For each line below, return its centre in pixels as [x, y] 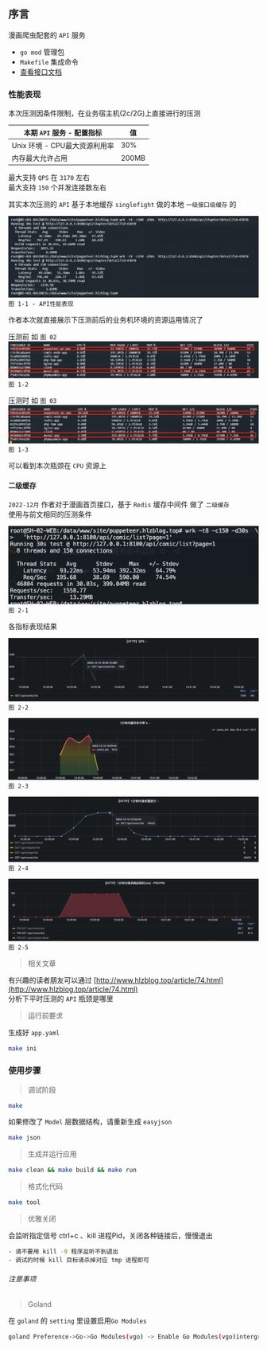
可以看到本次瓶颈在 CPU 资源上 [58, 466]
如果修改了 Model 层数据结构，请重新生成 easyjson [90, 1122]
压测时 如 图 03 [33, 400]
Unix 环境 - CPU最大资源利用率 [63, 145]
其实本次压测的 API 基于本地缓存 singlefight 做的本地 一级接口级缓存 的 [122, 204]
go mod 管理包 [42, 52]
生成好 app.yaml [34, 1033]
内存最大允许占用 [39, 158]
